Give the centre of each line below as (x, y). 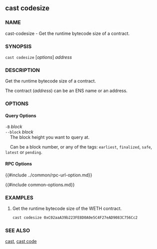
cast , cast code (21, 241)
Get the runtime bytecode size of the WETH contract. (67, 208)
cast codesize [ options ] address (39, 57)
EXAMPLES (19, 197)
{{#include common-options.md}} (40, 184)
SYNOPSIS (18, 46)
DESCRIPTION (23, 70)
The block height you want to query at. (50, 137)
